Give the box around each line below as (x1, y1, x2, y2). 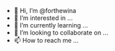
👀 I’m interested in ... (13, 14, 73, 22)
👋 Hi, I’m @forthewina (13, 7, 77, 14)
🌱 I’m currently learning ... (13, 21, 89, 29)
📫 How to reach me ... (13, 37, 79, 44)
